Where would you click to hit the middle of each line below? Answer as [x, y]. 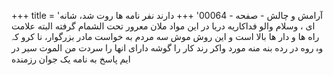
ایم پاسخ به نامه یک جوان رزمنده [71, 59]
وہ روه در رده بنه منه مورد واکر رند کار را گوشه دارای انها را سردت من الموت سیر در [167, 48]
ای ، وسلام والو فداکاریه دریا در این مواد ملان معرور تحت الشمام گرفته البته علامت [163, 26]
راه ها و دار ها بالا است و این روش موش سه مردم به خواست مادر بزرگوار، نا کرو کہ [165, 36]
